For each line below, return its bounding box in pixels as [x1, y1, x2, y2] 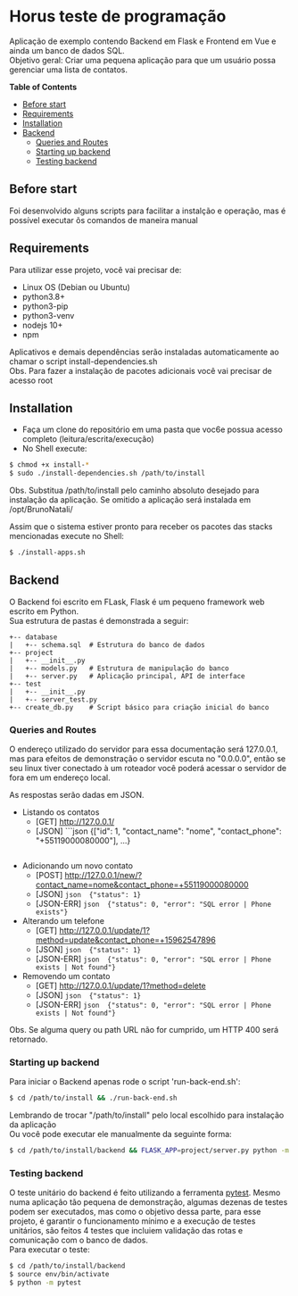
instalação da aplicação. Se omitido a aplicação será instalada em [9, 494, 252, 505]
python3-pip [21, 301, 69, 312]
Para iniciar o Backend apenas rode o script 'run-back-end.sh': [9, 1076, 241, 1087]
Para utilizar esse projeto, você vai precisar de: [9, 264, 182, 275]
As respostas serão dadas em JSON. [9, 790, 145, 801]
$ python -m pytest [9, 1278, 82, 1287]
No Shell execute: [21, 444, 87, 454]
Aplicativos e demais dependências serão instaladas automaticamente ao [9, 346, 279, 357]
